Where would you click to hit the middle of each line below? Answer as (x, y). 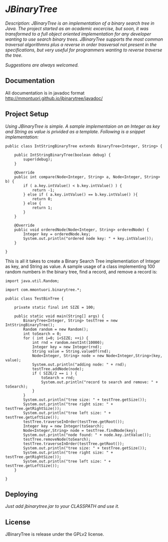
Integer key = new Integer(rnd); (67, 347)
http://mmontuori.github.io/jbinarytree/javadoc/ (54, 98)
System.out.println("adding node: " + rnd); (79, 365)
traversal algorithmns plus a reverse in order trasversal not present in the (81, 44)
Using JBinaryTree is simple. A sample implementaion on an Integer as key (83, 126)
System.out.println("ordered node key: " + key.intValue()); (89, 238)
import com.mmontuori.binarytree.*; (43, 290)
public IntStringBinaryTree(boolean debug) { (63, 155)
